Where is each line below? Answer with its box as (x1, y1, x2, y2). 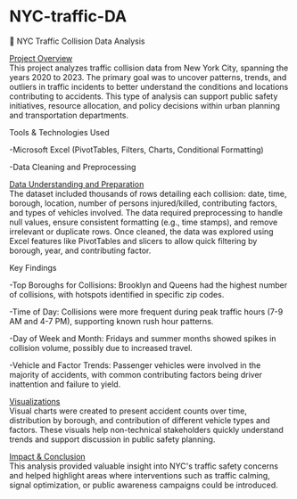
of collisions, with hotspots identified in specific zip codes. (9, 289, 225, 299)
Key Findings (9, 262, 57, 273)
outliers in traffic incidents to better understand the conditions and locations (9, 81, 289, 92)
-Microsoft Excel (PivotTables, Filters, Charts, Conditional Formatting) (9, 144, 265, 155)
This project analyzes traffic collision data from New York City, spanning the (9, 62, 289, 73)
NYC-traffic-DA (9, 6, 128, 27)
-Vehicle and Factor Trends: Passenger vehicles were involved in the (9, 359, 261, 371)
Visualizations (9, 396, 61, 406)
